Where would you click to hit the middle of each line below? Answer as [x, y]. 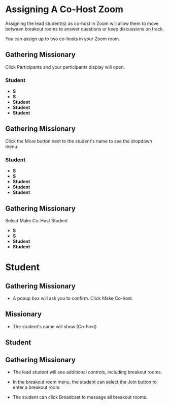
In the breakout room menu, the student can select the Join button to [84, 382]
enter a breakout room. [37, 387]
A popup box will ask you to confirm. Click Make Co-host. [73, 298]
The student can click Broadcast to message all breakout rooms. [80, 397]
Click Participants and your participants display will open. [65, 67]
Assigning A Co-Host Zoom [64, 9]
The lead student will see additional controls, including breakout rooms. [87, 372]
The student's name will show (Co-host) [55, 326]
